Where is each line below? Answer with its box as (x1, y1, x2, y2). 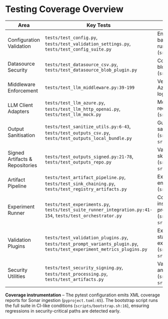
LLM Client (7, 101, 33, 108)
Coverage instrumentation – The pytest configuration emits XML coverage (5, 292, 160, 298)
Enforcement (7, 87, 38, 94)
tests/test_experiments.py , (44, 201, 110, 208)
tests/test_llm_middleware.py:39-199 (44, 84, 135, 90)
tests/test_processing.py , (44, 270, 108, 277)
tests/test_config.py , (44, 34, 97, 41)
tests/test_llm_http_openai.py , (44, 105, 121, 112)
